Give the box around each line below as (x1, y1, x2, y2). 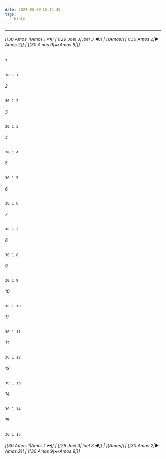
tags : (5, 12, 16, 17)
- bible (9, 16, 26, 21)
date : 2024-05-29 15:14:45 (5, 7, 61, 12)
